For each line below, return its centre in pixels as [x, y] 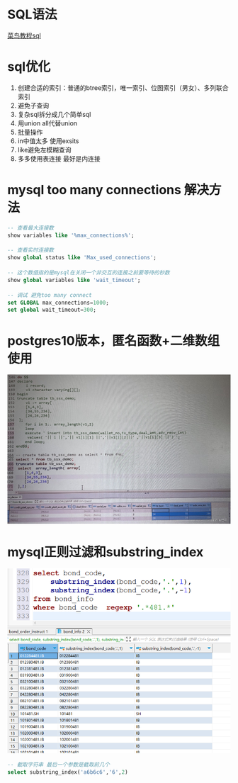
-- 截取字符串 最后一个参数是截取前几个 [58, 765]
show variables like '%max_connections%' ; [71, 235]
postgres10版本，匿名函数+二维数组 [114, 340]
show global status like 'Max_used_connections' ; [82, 258]
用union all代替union [47, 123]
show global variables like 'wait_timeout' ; [74, 280]
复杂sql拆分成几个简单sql [54, 114]
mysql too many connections [95, 190]
